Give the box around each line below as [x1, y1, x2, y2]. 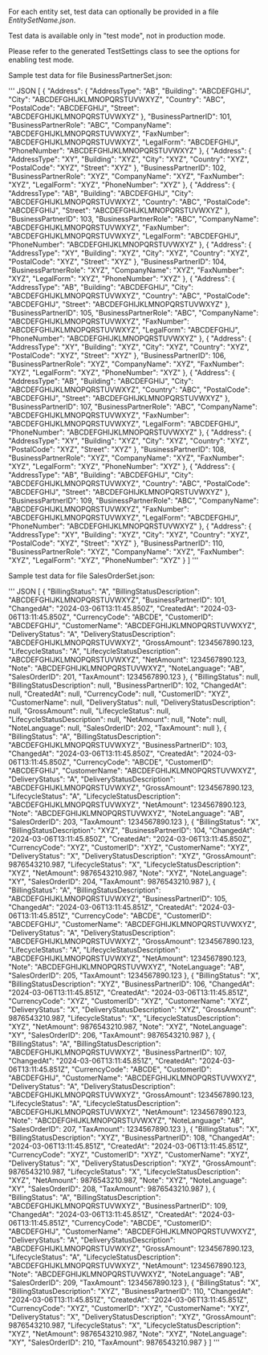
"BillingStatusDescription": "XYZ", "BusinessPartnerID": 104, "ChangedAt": [8, 826, 255, 835]
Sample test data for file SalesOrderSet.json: [8, 571, 155, 581]
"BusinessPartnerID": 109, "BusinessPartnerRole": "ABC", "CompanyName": [8, 496, 259, 505]
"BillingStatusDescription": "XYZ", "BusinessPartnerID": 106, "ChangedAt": [8, 979, 255, 989]
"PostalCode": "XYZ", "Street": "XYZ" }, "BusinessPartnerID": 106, [8, 351, 226, 360]
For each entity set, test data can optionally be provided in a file [8, 7, 219, 16]
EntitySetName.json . [8, 15, 76, 25]
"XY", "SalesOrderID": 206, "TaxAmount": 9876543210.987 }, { [8, 1031, 216, 1039]
